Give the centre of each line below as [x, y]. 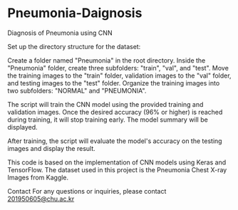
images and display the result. [52, 148]
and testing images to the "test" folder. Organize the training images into [114, 83]
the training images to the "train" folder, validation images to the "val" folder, [119, 75]
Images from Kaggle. [38, 177]
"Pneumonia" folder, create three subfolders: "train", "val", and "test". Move [118, 68]
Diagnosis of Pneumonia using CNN [60, 33]
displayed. [22, 127]
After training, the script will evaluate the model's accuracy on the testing [115, 141]
